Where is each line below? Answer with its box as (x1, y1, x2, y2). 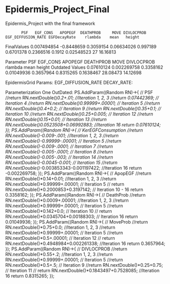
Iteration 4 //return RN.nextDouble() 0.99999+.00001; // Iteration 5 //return (5, 100, 160, 106)
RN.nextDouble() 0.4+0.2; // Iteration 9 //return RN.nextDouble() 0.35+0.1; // (5, 105, 161, 111)
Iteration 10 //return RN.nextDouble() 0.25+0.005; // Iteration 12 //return (5, 111, 153, 117)
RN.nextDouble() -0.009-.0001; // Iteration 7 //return (5, 143, 113, 149)
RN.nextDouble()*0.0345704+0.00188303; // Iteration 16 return (5, 213, 138, 219)
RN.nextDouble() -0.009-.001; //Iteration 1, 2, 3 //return (5, 132, 119, 138)
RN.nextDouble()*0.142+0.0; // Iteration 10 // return (5, 208, 112, 214)
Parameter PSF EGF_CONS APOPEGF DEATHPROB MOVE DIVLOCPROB (5, 58, 155, 65)
